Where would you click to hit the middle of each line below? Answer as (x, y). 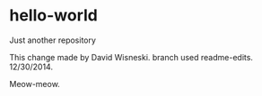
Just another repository (53, 40)
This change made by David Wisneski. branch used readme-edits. (131, 57)
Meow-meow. (35, 84)
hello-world (54, 16)
